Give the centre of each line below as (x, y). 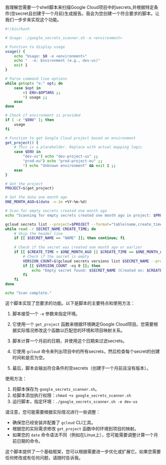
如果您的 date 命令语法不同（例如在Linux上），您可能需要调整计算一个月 (85, 435)
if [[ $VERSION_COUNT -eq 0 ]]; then (62, 266)
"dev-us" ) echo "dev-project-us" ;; (61, 157)
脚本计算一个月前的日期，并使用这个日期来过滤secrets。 (70, 341)
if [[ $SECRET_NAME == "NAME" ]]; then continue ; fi (69, 238)
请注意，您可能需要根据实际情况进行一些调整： (53, 412)
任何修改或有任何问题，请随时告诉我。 (44, 458)
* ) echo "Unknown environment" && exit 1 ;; (69, 165)
